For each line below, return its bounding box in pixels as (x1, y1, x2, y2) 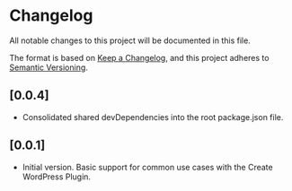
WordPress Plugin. (22, 171, 92, 182)
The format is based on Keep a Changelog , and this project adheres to (9, 52, 270, 63)
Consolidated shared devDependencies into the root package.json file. (22, 111, 284, 122)
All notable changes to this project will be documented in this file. (9, 35, 252, 46)
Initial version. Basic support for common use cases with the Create (22, 161, 273, 172)
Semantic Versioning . (9, 62, 88, 73)
